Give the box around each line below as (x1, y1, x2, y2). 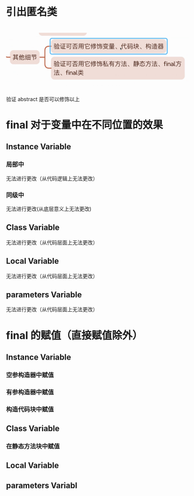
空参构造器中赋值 (6, 371, 54, 379)
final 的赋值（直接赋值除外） (6, 329, 143, 342)
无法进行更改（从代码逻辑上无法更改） (6, 175, 98, 182)
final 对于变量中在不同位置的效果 (6, 118, 163, 132)
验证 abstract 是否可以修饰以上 (6, 95, 80, 102)
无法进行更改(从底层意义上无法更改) (6, 205, 92, 212)
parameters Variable (6, 290, 82, 300)
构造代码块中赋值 (6, 405, 54, 413)
